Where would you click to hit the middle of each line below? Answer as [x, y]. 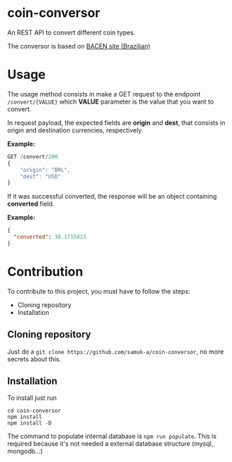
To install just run [32, 398]
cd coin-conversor [34, 411]
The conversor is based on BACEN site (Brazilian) [79, 46]
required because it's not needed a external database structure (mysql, [110, 444]
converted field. [31, 204]
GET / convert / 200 [33, 156]
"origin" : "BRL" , [45, 170]
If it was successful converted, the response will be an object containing [112, 196]
